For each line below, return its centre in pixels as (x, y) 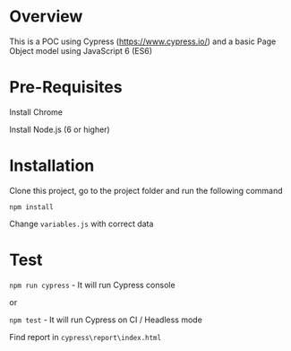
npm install (31, 207)
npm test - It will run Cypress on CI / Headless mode (106, 320)
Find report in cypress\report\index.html (86, 337)
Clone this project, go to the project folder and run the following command (146, 190)
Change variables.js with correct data (81, 224)
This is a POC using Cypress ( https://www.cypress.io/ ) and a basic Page (143, 41)
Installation (52, 166)
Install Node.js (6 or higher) (60, 129)
